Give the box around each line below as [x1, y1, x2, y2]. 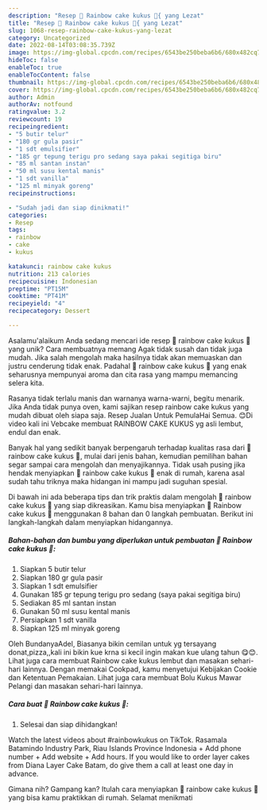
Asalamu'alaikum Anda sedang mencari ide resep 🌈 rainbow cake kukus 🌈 [8, 335, 251, 345]
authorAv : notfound [8, 100, 73, 108]
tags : [8, 226, 26, 234]
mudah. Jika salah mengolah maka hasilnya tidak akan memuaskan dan [8, 352, 242, 362]
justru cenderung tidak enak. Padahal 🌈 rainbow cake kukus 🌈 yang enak [8, 361, 247, 370]
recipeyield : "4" [8, 299, 66, 307]
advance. [8, 769, 39, 778]
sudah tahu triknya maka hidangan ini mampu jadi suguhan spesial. [8, 476, 228, 486]
